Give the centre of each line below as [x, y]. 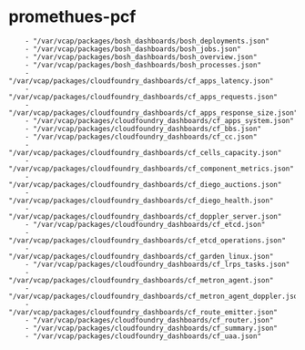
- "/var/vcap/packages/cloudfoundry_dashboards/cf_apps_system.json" [160, 120]
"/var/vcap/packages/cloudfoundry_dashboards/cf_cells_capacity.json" [145, 152]
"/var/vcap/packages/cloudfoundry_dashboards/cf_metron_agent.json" [141, 280]
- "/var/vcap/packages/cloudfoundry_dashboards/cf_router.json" [149, 320]
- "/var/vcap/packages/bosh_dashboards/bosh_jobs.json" [133, 49]
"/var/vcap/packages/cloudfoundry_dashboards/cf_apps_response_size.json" [153, 113]
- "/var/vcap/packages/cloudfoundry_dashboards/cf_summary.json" [152, 328]
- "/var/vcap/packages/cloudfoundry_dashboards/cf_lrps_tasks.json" [158, 264]
